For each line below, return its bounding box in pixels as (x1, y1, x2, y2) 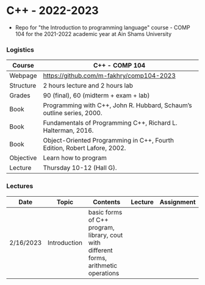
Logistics (6, 45, 35, 54)
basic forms (88, 208, 123, 216)
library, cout (88, 231, 123, 239)
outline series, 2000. (43, 109, 103, 118)
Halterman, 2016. (43, 126, 94, 135)
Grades (9, 91, 31, 100)
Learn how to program (43, 153, 107, 162)
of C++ (88, 216, 109, 224)
